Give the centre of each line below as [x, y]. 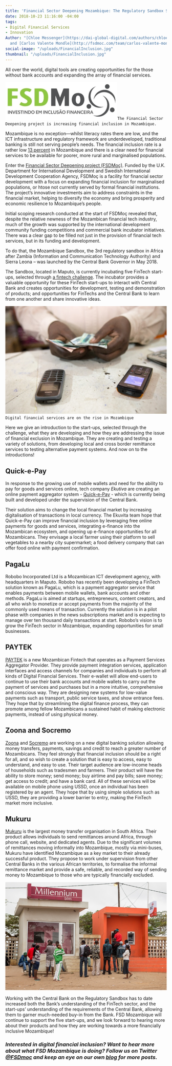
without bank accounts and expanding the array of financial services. [78, 75]
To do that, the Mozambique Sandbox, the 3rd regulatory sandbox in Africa [84, 251]
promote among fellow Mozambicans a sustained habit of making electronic [85, 709]
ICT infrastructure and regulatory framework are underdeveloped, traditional [86, 139]
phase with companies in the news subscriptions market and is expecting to [85, 615]
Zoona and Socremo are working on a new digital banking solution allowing [84, 743]
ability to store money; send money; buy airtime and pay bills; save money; [84, 776]
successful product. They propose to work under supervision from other [82, 859]
